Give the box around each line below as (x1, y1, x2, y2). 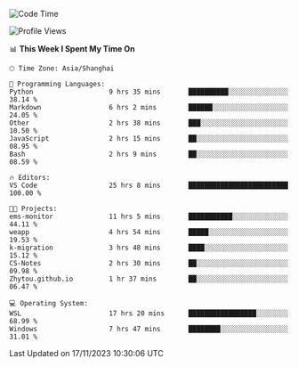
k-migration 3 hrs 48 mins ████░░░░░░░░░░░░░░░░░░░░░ (9, 243, 289, 252)
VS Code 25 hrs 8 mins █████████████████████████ (9, 181, 289, 190)
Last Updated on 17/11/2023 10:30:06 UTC (9, 348, 165, 358)
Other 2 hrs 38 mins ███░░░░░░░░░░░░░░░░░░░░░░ (9, 118, 289, 127)
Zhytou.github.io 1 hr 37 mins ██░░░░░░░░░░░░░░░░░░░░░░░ (9, 274, 289, 283)
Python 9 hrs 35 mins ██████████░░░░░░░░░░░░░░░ (9, 87, 289, 96)
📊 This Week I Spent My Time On (9, 44, 135, 53)
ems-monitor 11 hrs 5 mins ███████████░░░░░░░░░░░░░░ (9, 212, 289, 221)
